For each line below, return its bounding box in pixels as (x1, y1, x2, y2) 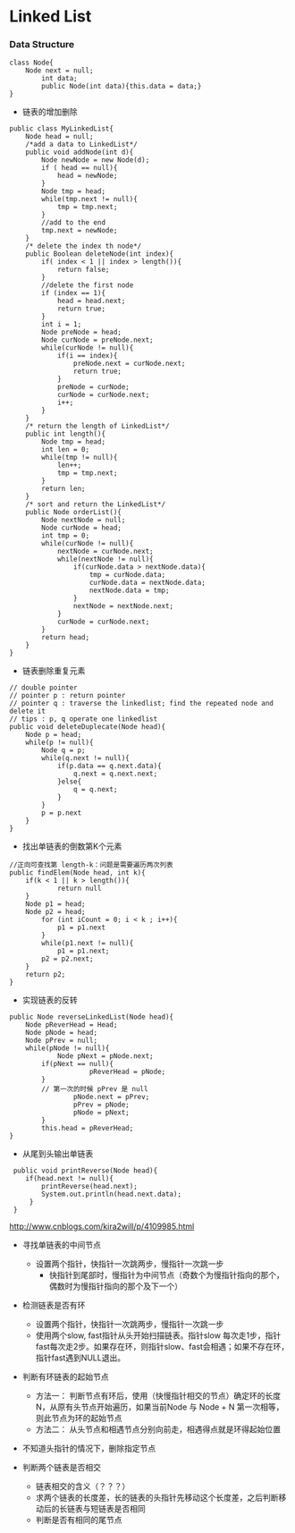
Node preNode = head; (41, 328, 122, 337)
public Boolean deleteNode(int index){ (25, 250, 174, 258)
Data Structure (9, 38, 75, 51)
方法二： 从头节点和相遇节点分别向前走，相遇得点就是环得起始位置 (35, 1424, 282, 1435)
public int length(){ (25, 429, 105, 439)
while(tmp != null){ (41, 453, 118, 462)
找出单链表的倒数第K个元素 (21, 841, 122, 851)
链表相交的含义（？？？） (35, 1481, 131, 1492)
